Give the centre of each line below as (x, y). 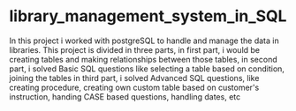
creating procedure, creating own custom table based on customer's (134, 87)
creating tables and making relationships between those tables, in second (143, 59)
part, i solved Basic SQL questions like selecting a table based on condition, (147, 69)
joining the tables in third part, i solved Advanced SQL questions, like (134, 78)
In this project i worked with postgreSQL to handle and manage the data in (144, 41)
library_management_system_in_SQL (148, 16)
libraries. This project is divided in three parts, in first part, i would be (135, 49)
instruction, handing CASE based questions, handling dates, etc (125, 96)
